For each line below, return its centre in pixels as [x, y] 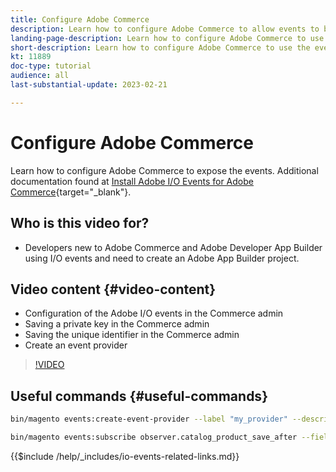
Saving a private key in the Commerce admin [117, 324]
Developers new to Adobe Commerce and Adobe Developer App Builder [173, 247]
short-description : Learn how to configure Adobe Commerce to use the [160, 47]
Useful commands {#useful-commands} [139, 396]
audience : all [40, 76]
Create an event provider [76, 345]
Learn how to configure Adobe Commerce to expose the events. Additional [164, 170]
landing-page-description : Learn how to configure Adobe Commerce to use [167, 38]
